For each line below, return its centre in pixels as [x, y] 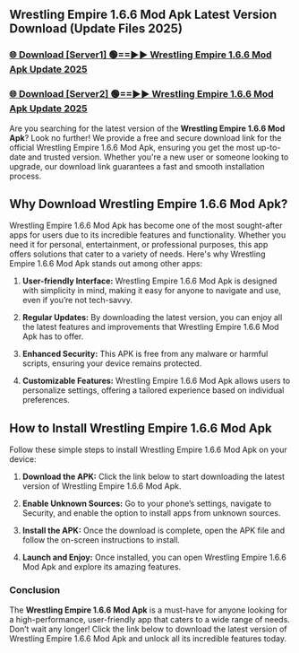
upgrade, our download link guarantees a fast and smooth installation [137, 166]
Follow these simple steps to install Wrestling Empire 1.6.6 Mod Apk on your [149, 450]
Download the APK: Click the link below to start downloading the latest [153, 477]
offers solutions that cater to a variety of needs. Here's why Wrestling [137, 254]
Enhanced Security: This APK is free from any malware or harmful [145, 354]
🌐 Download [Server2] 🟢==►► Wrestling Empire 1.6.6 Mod [142, 94]
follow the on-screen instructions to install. [101, 540]
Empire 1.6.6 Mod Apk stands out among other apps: [106, 264]
